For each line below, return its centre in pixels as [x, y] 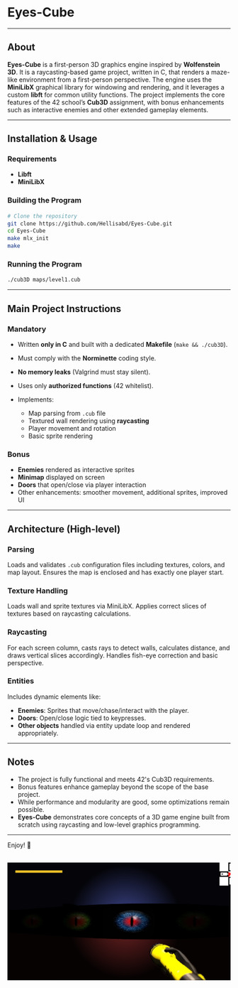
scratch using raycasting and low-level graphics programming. [109, 825]
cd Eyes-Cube [27, 231]
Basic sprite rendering [61, 436]
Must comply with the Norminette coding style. [87, 358]
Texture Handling [38, 591]
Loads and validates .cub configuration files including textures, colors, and [116, 564]
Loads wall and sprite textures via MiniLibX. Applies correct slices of [107, 606]
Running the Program [45, 264]
